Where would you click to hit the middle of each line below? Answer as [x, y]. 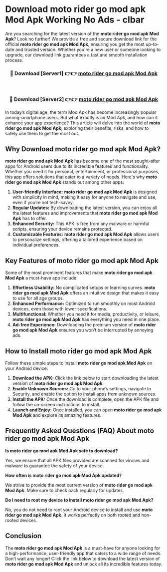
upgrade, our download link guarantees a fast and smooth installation [77, 55]
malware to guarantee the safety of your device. [55, 466]
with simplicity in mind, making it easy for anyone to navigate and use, [84, 197]
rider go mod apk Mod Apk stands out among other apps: [65, 182]
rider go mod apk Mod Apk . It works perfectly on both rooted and [73, 515]
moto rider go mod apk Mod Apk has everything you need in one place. [86, 319]
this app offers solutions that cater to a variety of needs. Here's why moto [81, 177]
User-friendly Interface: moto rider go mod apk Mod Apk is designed [84, 192]
